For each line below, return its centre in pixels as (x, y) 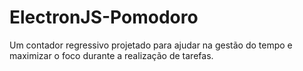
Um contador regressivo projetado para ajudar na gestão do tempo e (151, 45)
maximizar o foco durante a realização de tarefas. (111, 55)
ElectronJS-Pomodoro (104, 17)
